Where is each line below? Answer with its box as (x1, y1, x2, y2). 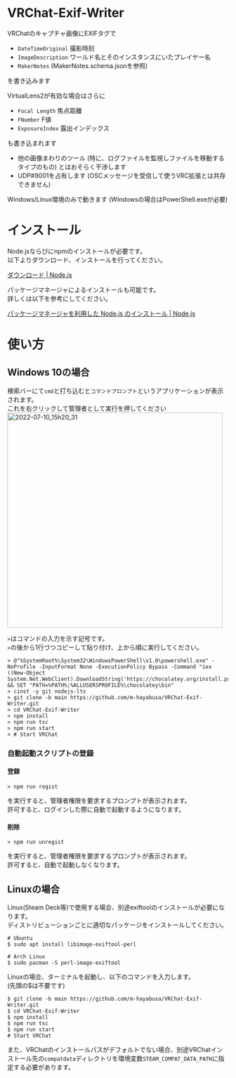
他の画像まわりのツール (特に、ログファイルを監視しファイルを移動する (17, 153, 225, 162)
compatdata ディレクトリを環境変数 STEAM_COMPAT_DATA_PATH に (44, 1054, 219, 1063)
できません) (17, 180, 51, 188)
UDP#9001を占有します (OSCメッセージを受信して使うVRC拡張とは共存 (17, 171, 226, 180)
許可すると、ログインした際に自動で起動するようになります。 (7, 805, 185, 813)
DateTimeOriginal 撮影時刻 (17, 44, 95, 52)
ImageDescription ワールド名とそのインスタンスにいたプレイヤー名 (17, 53, 211, 61)
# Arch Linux (7, 954, 46, 961)
